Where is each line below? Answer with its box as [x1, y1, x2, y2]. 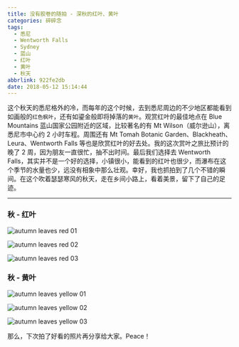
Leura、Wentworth [7, 139, 63, 148]
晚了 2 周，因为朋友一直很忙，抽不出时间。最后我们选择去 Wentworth [7, 148, 211, 156]
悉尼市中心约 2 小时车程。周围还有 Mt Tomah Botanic [7, 130, 164, 139]
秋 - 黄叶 [7, 273, 37, 283]
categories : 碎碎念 [7, 17, 62, 24]
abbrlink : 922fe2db [7, 76, 65, 84]
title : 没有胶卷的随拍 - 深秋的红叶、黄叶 [7, 10, 119, 18]
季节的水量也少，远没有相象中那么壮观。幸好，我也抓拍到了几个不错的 [13, 166, 219, 174]
